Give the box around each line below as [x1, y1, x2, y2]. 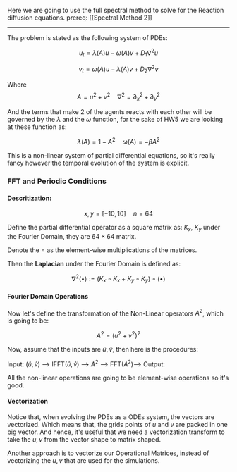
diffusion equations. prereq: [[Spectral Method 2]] [7, 13, 153, 22]
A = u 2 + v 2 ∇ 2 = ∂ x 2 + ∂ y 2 [77, 91, 160, 103]
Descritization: [7, 194, 52, 202]
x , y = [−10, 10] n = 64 [83, 209, 154, 218]
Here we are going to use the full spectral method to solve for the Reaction [7, 6, 224, 14]
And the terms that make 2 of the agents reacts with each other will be [7, 108, 212, 116]
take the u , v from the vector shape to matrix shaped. [7, 435, 161, 443]
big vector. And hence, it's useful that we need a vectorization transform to [7, 428, 225, 436]
